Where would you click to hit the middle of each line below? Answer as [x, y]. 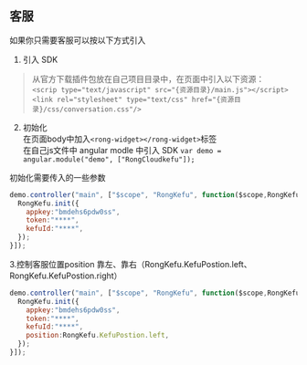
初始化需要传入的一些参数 [58, 177]
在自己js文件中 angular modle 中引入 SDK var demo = [122, 150]
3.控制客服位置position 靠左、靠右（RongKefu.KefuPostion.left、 [131, 264]
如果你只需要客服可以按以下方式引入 [78, 40]
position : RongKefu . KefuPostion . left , [98, 336]
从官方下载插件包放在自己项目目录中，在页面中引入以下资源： [148, 78]
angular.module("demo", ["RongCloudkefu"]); [109, 159]
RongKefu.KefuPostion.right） [66, 276]
